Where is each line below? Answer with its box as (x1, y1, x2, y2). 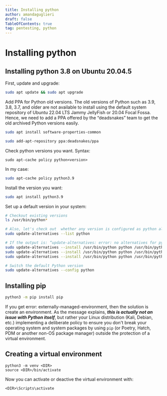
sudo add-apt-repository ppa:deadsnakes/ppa (5, 138, 99, 143)
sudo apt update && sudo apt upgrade (5, 90, 83, 95)
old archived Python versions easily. (5, 120, 80, 126)
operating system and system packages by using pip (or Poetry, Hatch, (5, 325, 151, 331)
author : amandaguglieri (5, 12, 55, 17)
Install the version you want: (5, 185, 63, 191)
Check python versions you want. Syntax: (5, 147, 90, 153)
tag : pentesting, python (5, 26, 57, 31)
